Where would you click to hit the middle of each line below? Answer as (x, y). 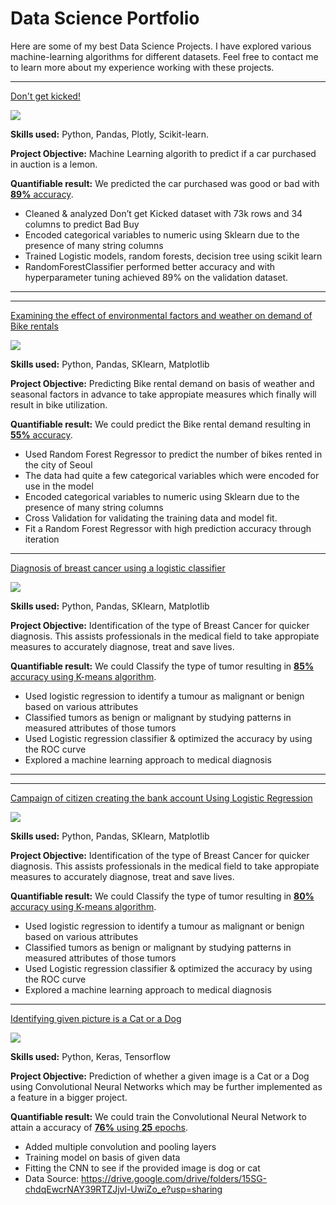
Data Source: (52, 1178)
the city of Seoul (58, 464)
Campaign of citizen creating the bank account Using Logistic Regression (161, 798)
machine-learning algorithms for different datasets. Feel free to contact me (164, 56)
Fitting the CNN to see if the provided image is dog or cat (142, 1168)
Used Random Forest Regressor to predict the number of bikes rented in (173, 454)
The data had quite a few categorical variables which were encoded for (172, 475)
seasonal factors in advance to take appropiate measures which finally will (163, 394)
